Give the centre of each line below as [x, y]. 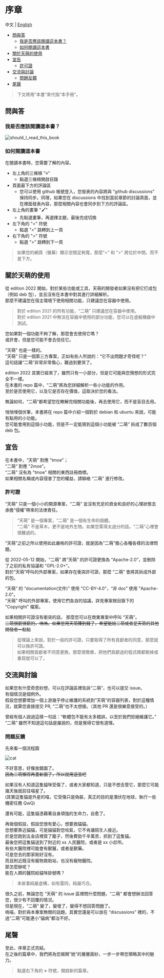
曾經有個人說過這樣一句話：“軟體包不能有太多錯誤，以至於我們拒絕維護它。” [81, 716]
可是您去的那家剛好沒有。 [31, 854]
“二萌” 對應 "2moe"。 [27, 466]
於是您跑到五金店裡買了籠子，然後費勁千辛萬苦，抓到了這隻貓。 [69, 836]
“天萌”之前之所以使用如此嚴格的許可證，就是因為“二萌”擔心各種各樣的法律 [79, 543]
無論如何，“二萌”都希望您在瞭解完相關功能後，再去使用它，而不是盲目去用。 [82, 401]
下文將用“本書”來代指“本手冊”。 [49, 94]
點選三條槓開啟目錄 [39, 179]
